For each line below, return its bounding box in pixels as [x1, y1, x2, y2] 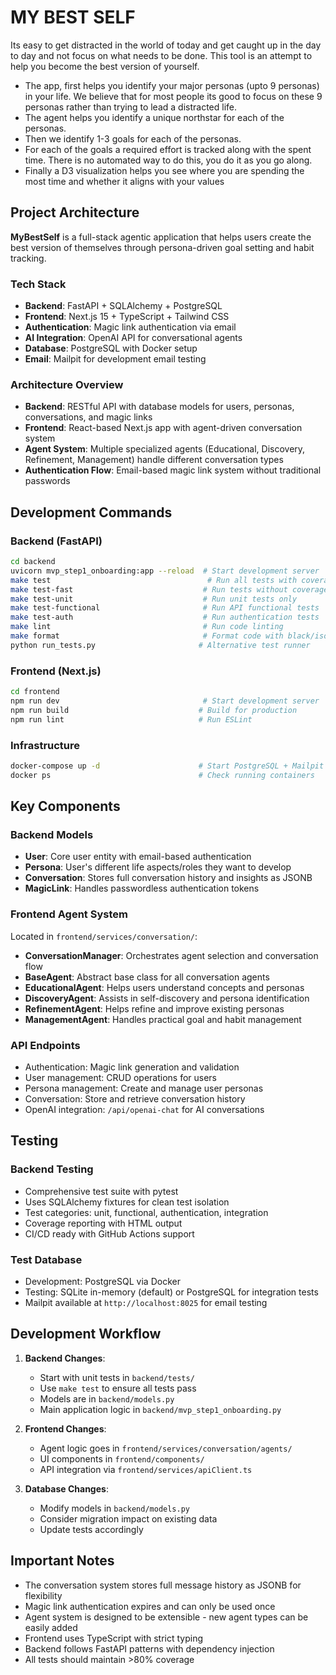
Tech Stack [10, 277, 67, 291]
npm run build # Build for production [10, 705, 298, 715]
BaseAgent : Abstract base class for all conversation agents [24, 971, 270, 983]
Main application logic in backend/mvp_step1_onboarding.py [39, 1403, 282, 1415]
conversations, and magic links [24, 411, 153, 423]
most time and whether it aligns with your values [24, 175, 225, 187]
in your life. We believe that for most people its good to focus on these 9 [24, 90, 323, 102]
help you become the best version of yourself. [10, 60, 200, 72]
